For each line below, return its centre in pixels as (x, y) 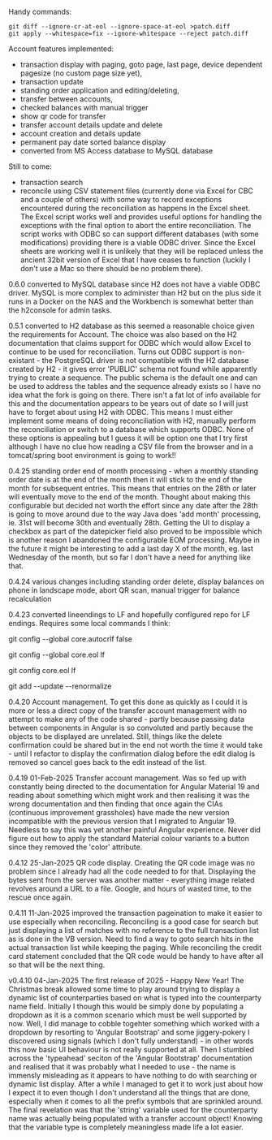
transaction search (52, 182)
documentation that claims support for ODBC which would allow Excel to (130, 343)
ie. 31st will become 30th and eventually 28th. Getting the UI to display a (129, 522)
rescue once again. (41, 897)
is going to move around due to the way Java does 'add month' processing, (135, 514)
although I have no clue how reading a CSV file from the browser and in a (131, 447)
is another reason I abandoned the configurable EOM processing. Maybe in (134, 540)
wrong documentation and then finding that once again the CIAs (116, 804)
